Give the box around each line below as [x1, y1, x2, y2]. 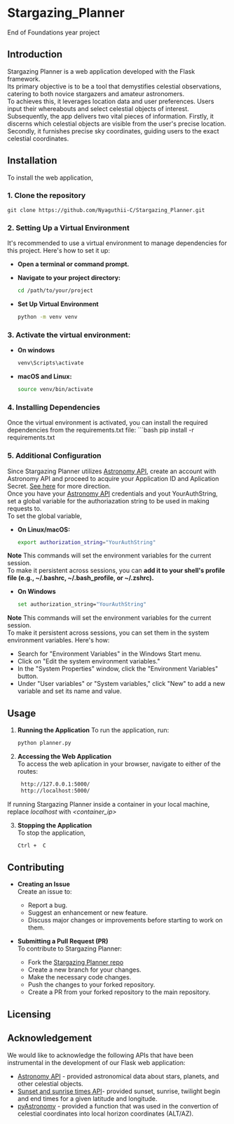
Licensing [7, 1008, 51, 1020]
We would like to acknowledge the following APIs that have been [7, 1051, 194, 1059]
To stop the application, [17, 828, 86, 837]
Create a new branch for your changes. [27, 965, 142, 974]
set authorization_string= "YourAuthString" [17, 601, 147, 608]
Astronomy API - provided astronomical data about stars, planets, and [17, 1072, 219, 1080]
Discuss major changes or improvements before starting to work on [27, 916, 223, 925]
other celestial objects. [17, 1079, 84, 1087]
